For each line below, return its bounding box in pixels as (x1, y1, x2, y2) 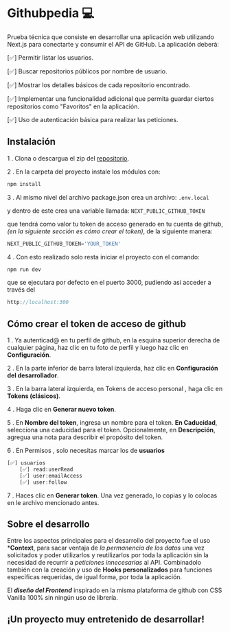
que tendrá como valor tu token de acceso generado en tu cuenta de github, (7, 220, 223, 228)
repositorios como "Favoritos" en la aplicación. (7, 102, 139, 110)
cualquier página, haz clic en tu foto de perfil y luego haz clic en (7, 344, 189, 352)
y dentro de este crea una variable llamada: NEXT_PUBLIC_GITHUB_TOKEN (7, 207, 205, 215)
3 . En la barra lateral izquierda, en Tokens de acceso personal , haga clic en (7, 385, 223, 393)
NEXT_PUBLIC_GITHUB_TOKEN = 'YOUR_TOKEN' (7, 240, 122, 247)
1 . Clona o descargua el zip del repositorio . (7, 154, 130, 162)
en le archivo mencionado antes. (7, 498, 100, 506)
